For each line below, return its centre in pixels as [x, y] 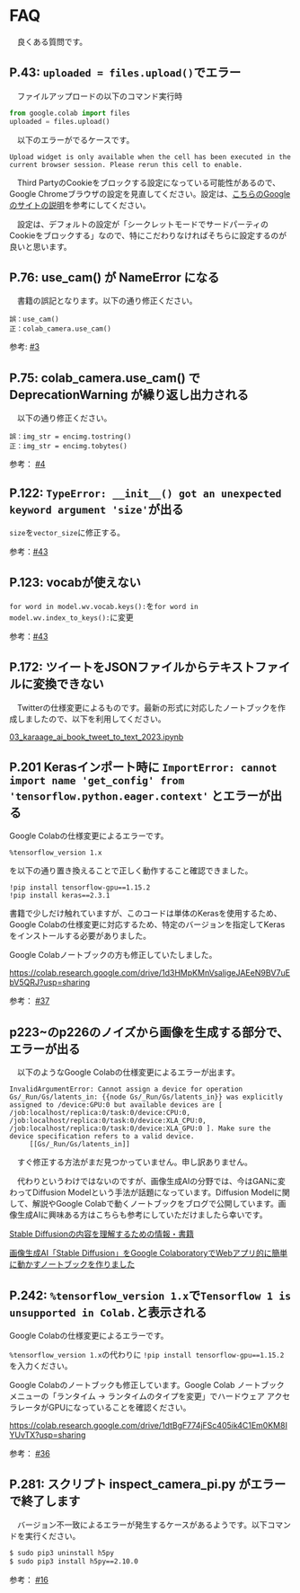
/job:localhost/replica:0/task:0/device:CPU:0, [100, 1113]
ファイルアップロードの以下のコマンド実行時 [99, 96]
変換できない [68, 684]
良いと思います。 [40, 246]
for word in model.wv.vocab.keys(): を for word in [104, 606]
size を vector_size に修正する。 [67, 532]
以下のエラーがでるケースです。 [75, 139]
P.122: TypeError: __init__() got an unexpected [146, 493]
